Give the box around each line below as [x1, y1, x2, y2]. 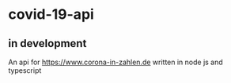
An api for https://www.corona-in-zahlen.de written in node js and [8, 57, 223, 67]
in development [8, 37, 87, 50]
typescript [8, 66, 42, 75]
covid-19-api [8, 5, 95, 23]
